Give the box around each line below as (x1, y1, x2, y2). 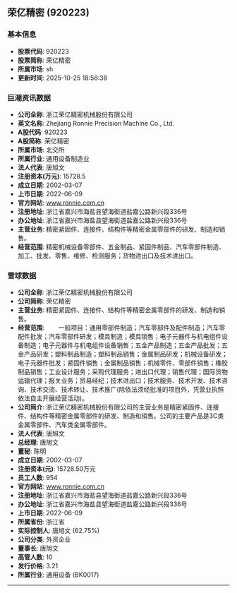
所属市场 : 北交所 (17, 145, 65, 154)
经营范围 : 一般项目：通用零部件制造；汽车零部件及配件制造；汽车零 (17, 323, 226, 332)
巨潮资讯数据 (7, 92, 51, 102)
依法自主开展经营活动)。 (17, 394, 88, 402)
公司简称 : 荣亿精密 (17, 297, 71, 306)
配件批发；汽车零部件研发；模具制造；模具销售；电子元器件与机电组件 (17, 333, 222, 341)
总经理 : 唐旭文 (17, 438, 59, 447)
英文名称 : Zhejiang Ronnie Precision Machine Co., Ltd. (17, 119, 175, 127)
